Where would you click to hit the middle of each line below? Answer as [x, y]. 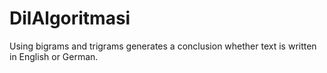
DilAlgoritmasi [70, 18]
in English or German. [54, 56]
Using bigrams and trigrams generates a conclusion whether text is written [163, 46]
